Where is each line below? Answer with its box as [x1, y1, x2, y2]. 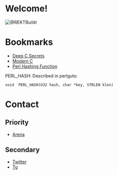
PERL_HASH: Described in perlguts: [5, 72, 78, 79]
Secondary [5, 146, 40, 154]
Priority [5, 118, 29, 127]
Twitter [12, 159, 27, 165]
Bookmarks [5, 36, 53, 48]
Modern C [12, 58, 33, 64]
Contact [5, 99, 39, 110]
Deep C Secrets [12, 53, 45, 59]
